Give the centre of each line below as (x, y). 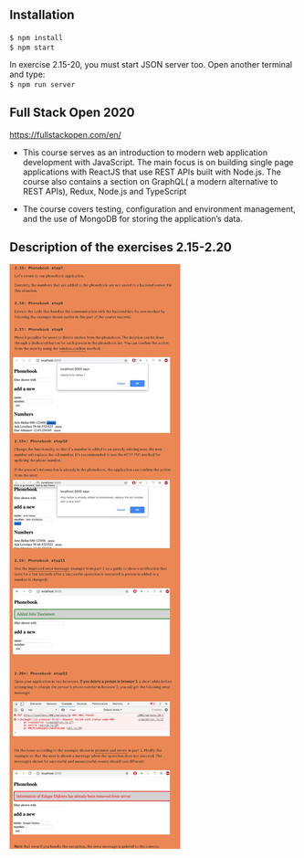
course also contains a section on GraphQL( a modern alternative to (150, 181)
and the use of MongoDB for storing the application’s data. (133, 218)
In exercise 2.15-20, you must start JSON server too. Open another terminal (151, 64)
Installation (42, 15)
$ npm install (37, 37)
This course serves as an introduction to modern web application (145, 152)
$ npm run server (42, 85)
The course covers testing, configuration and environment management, (159, 208)
